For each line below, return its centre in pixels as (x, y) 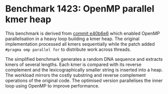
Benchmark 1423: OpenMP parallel (80, 9)
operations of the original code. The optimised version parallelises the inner (84, 80)
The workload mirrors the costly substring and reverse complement (76, 75)
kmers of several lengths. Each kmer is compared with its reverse (73, 64)
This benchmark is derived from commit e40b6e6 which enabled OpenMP (83, 33)
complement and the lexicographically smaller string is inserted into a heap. (84, 70)
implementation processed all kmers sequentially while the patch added (80, 44)
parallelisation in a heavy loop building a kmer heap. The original (72, 39)
